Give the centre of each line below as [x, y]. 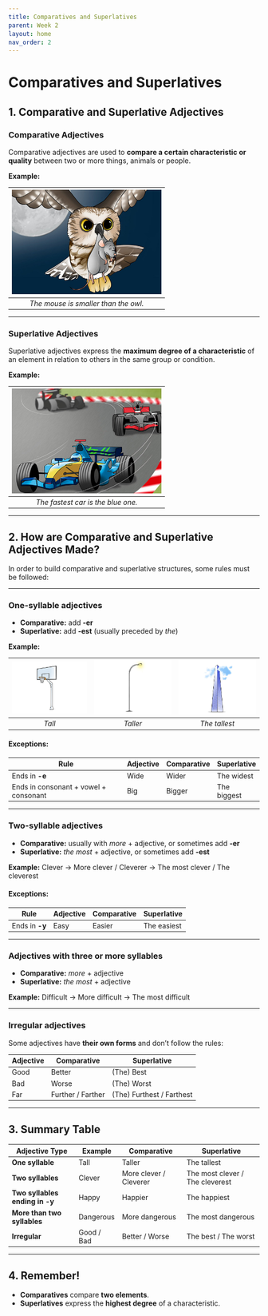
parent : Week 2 [33, 25]
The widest [235, 776]
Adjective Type [41, 1151]
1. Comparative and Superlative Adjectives [116, 112]
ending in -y [33, 1202]
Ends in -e [29, 776]
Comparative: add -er [56, 622]
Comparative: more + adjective [71, 973]
